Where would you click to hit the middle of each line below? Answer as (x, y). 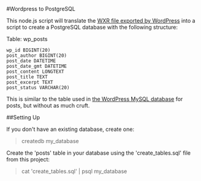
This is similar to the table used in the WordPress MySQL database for (95, 99)
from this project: (28, 159)
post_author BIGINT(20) (37, 56)
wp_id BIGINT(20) (28, 50)
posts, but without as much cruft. (48, 105)
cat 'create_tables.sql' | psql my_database (74, 171)
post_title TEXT (27, 77)
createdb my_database (50, 141)
